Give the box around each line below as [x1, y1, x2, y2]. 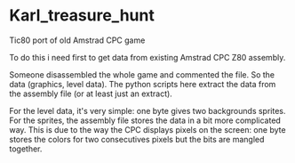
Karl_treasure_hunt [9, 5, 155, 26]
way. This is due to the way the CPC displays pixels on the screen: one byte [9, 124, 286, 134]
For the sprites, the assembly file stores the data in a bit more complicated [9, 115, 282, 126]
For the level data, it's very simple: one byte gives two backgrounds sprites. [9, 105, 286, 116]
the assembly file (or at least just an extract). [9, 88, 173, 99]
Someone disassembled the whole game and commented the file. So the [9, 69, 275, 80]
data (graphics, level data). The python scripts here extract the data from [9, 78, 276, 89]
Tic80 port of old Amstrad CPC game [9, 35, 146, 45]
